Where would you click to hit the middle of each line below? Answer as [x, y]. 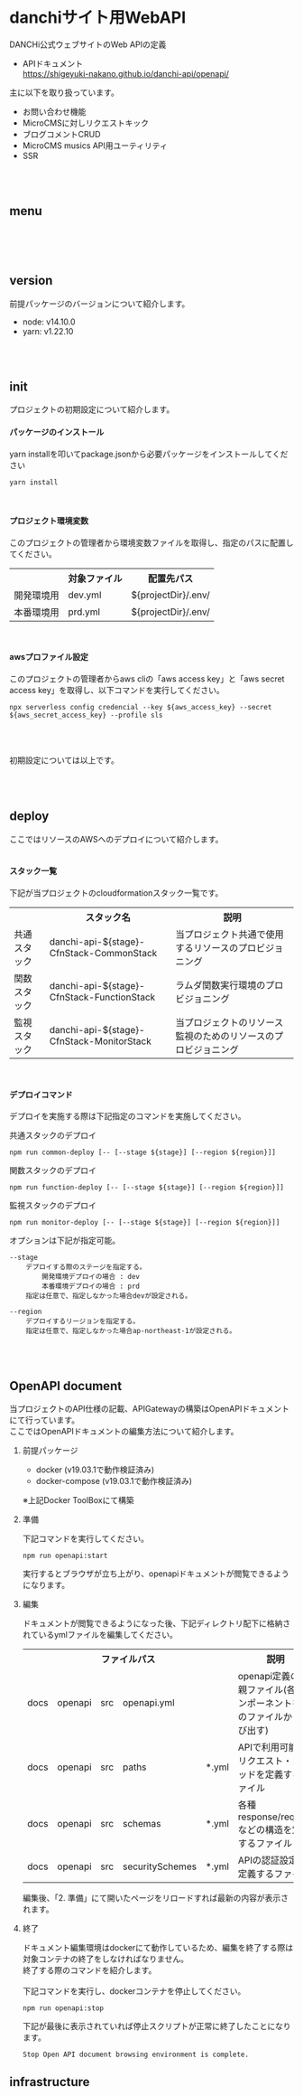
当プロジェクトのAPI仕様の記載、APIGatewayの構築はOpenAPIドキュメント [150, 1409]
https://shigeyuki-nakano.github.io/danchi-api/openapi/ [126, 73]
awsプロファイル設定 [49, 657]
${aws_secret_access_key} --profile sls [87, 715]
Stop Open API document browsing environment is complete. [136, 2055]
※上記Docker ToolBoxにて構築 [78, 1500]
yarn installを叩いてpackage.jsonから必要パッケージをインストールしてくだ [149, 454]
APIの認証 [259, 1860]
